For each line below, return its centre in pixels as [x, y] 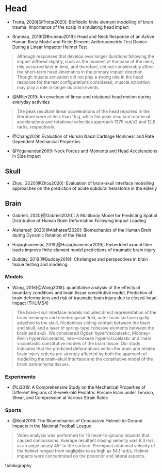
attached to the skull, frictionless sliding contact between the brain [83, 323]
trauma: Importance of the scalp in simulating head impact [70, 27]
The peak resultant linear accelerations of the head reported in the [83, 111]
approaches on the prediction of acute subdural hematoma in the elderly [84, 188]
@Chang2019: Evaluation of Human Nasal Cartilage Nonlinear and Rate [83, 136]
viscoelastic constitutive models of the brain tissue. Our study [79, 343]
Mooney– [141, 333]
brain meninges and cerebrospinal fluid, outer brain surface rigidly [83, 317]
